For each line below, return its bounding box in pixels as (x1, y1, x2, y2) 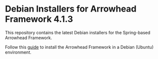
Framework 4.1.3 (5, 14, 73, 25)
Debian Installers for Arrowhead (5, 3, 137, 15)
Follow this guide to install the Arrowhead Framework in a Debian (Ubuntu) (5, 44, 154, 50)
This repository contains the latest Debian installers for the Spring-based (5, 29, 151, 35)
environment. (5, 49, 32, 55)
